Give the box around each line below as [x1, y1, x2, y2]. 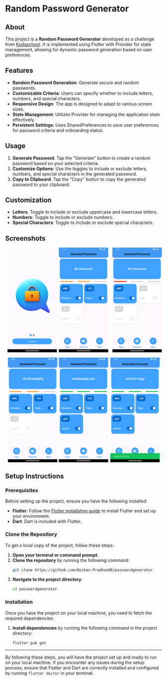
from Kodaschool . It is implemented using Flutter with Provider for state [5, 41, 152, 47]
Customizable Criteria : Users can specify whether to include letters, [12, 90, 153, 96]
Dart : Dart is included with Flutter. [12, 518, 82, 524]
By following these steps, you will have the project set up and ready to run [5, 654, 157, 660]
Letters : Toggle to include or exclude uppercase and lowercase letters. [12, 209, 158, 215]
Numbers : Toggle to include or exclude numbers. [12, 214, 113, 220]
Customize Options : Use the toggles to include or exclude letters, [12, 166, 148, 171]
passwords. [12, 85, 36, 91]
